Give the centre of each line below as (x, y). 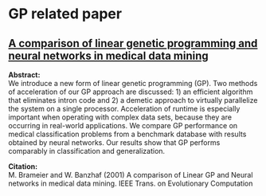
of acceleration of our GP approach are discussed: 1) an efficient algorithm (131, 92)
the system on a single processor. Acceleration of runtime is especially (124, 109)
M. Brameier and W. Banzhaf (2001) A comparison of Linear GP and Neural (131, 175)
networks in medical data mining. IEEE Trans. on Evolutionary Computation (131, 183)
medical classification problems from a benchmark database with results (127, 134)
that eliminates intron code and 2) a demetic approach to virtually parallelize (133, 100)
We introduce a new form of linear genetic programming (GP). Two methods (133, 83)
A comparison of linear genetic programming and (133, 43)
